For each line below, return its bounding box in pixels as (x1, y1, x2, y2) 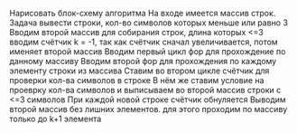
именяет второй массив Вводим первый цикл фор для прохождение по (9, 46, 286, 57)
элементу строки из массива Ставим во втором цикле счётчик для (9, 65, 270, 76)
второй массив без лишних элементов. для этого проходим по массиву (9, 104, 288, 114)
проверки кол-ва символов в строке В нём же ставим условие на (9, 75, 265, 85)
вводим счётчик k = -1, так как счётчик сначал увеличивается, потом (9, 36, 278, 47)
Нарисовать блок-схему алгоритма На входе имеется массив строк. (9, 8, 276, 18)
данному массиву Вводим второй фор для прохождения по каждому (9, 56, 277, 66)
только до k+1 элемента (9, 113, 102, 124)
